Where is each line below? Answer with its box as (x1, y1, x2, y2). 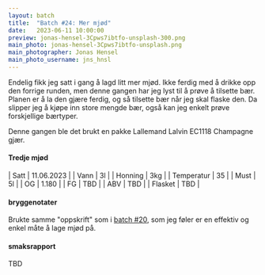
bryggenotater (8, 197, 58, 207)
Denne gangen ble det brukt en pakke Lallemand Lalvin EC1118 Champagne (8, 126, 254, 136)
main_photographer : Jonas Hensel (8, 48, 119, 56)
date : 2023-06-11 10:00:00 (8, 26, 104, 34)
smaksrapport (8, 241, 56, 250)
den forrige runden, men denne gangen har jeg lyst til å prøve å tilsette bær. (8, 86, 256, 95)
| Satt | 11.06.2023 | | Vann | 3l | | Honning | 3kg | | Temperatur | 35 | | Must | (8, 171, 256, 181)
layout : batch (8, 11, 55, 20)
